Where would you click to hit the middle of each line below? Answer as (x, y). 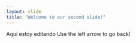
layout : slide (24, 11)
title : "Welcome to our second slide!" (56, 17)
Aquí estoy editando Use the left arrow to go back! (68, 34)
